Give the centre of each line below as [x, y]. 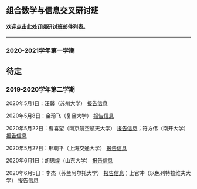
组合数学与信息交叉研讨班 [52, 11]
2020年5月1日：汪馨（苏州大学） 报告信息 [57, 103]
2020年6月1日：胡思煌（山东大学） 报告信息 [60, 161]
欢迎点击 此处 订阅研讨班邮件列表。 [47, 26]
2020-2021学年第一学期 [40, 50]
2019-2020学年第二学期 [40, 89]
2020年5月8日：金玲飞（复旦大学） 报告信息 [60, 116]
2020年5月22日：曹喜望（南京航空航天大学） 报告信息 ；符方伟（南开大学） [98, 129]
